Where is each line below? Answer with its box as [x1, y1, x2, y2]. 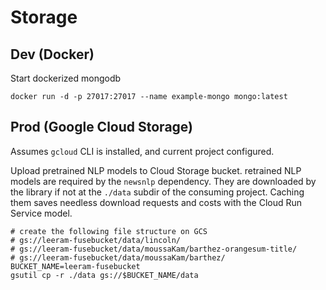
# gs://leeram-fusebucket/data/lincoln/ [10, 235, 182, 245]
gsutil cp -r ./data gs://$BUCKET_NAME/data [10, 270, 199, 280]
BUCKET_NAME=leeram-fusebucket [10, 261, 141, 271]
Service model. [10, 207, 73, 219]
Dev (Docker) [10, 46, 95, 63]
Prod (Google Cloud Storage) [10, 119, 194, 136]
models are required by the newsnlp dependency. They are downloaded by [10, 175, 317, 187]
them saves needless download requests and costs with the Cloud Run [10, 196, 303, 208]
